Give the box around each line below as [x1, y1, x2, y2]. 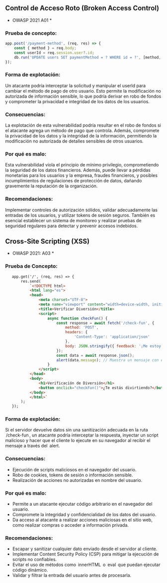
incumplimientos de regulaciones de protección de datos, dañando [5, 178, 142, 184]
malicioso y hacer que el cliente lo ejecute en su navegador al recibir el [5, 437, 151, 443]
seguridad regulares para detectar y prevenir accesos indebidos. [5, 223, 138, 229]
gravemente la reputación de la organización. [5, 183, 98, 189]
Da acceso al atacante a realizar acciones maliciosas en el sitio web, [12, 517, 153, 523]
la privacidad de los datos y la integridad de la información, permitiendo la [5, 133, 157, 139]
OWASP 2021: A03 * [12, 250, 54, 256]
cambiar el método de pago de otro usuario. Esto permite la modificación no [5, 88, 162, 94]
